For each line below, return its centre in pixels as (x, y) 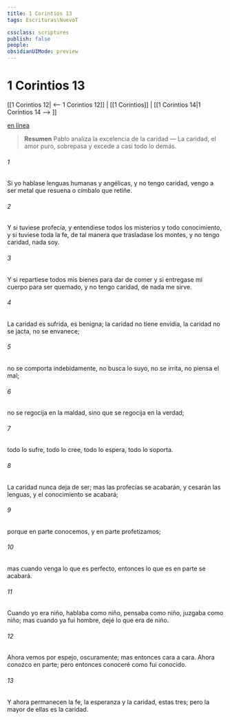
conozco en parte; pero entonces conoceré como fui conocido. (97, 665)
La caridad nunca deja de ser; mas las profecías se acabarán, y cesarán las (114, 487)
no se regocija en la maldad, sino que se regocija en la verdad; (96, 413)
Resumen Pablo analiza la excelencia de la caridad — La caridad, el (120, 138)
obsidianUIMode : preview (43, 52)
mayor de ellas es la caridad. (48, 709)
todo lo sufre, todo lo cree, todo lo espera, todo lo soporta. (90, 450)
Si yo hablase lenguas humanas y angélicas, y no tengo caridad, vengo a (111, 183)
